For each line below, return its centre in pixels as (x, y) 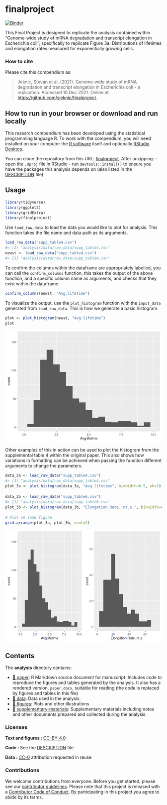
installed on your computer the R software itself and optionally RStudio (77, 144)
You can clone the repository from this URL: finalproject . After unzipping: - (81, 159)
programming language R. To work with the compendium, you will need (78, 138)
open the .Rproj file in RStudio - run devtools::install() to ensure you (78, 164)
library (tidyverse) (25, 202)
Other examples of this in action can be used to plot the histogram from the (82, 450)
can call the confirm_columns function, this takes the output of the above (79, 273)
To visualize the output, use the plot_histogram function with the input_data (83, 303)
